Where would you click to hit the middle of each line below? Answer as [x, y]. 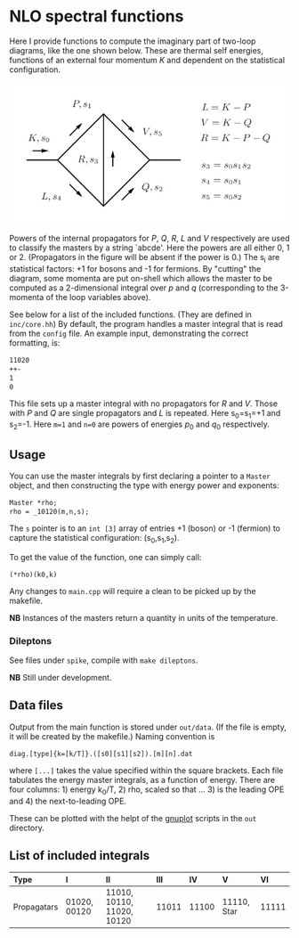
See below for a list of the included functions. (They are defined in [130, 314]
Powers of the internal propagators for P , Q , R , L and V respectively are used [149, 238]
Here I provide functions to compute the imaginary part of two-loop [133, 41]
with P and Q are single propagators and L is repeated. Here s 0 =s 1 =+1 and [145, 414]
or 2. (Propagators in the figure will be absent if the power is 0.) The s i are [145, 258]
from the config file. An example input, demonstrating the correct [129, 333]
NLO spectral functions [97, 16]
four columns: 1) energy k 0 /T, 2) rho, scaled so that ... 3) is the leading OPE [147, 790]
